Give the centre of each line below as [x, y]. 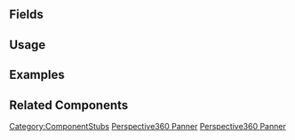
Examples [37, 75]
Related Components [69, 105]
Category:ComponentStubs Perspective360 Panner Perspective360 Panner [147, 126]
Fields [27, 15]
